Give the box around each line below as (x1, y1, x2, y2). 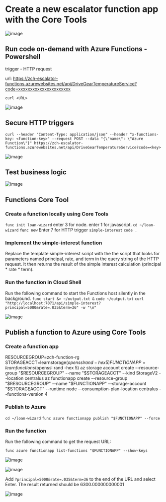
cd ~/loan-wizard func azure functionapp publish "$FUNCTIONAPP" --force (5, 416, 160, 421)
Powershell (5, 53, 41, 61)
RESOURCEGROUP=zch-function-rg (5, 354, 80, 360)
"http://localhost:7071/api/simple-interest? (5, 300, 101, 306)
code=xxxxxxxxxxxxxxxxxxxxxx (5, 86, 71, 92)
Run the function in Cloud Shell (5, 279, 82, 286)
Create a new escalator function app (5, 3, 159, 15)
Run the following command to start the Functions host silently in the (5, 290, 146, 296)
